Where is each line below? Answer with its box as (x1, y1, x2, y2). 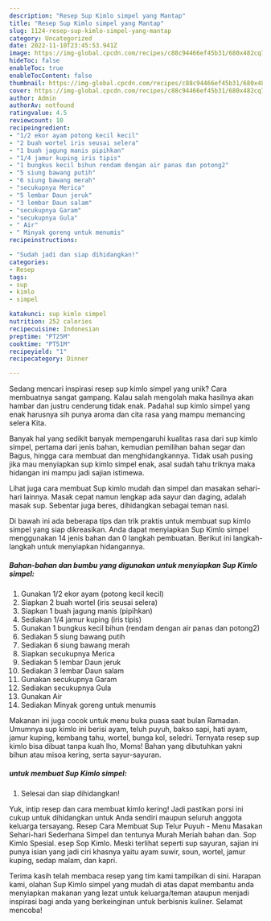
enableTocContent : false (9, 72, 92, 80)
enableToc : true (9, 64, 64, 72)
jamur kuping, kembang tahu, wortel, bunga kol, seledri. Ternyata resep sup (9, 733, 260, 742)
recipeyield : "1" (9, 347, 68, 356)
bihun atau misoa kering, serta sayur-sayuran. (9, 750, 162, 760)
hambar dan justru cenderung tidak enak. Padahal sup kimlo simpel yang (9, 401, 251, 411)
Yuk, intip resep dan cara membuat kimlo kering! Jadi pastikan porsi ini (9, 804, 244, 814)
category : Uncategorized (9, 34, 92, 43)
